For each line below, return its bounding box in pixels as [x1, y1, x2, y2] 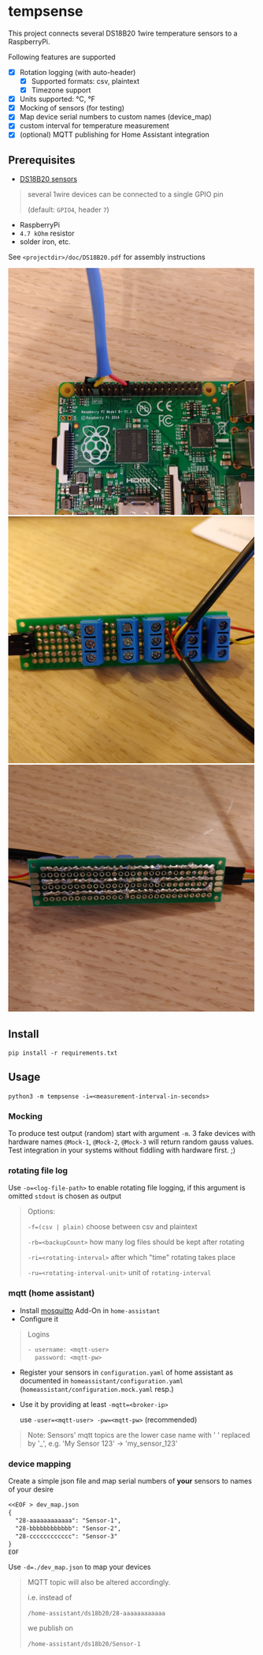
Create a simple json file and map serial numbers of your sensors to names [8, 1476, 252, 1486]
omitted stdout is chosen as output [8, 1191, 122, 1201]
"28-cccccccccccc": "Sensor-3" [15, 1533, 118, 1540]
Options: [27, 1207, 56, 1217]
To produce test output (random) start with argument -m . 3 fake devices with [8, 1129, 256, 1138]
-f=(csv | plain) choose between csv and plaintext [27, 1222, 198, 1232]
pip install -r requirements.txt [8, 1049, 118, 1057]
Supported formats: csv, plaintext [31, 77, 140, 85]
